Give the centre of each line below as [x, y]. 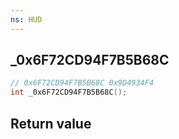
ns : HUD [26, 19]
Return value [51, 123]
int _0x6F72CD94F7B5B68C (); [69, 92]
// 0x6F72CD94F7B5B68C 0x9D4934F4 [82, 83]
